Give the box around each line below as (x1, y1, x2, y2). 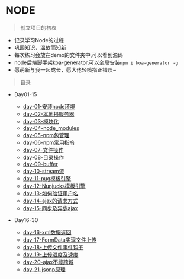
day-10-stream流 (22, 167, 64, 175)
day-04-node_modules (22, 124, 79, 131)
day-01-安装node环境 (22, 103, 75, 110)
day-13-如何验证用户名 (22, 189, 79, 196)
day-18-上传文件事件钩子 (22, 243, 84, 251)
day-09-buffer (22, 160, 59, 167)
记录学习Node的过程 (14, 36, 64, 43)
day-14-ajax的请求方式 (22, 197, 78, 204)
